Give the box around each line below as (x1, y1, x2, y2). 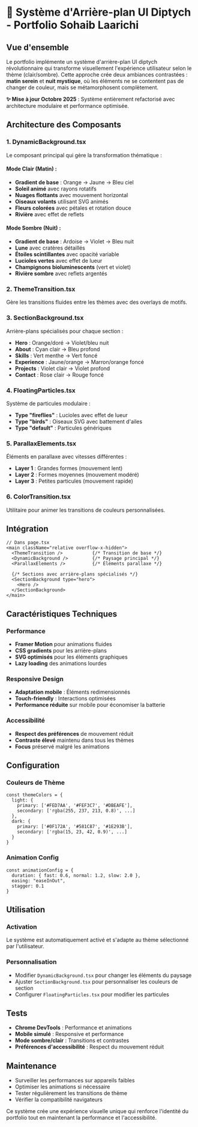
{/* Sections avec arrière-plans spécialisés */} (11, 571, 138, 577)
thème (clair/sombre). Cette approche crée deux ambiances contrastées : (6, 71, 188, 78)
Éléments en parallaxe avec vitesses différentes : (6, 453, 127, 460)
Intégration (6, 524, 49, 534)
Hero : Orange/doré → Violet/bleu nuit (14, 339, 109, 346)
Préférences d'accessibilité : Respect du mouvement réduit (14, 1043, 164, 1050)
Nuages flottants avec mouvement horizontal (14, 191, 128, 198)
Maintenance (6, 1061, 57, 1071)
